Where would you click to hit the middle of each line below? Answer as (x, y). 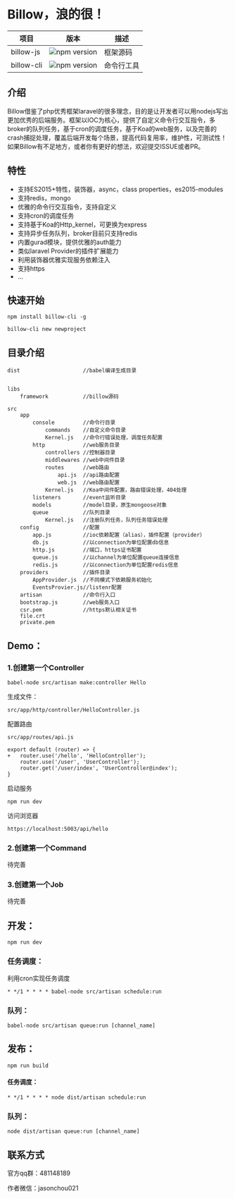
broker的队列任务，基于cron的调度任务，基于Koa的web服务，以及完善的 (112, 128)
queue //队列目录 (71, 513)
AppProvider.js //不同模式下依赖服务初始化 (93, 580)
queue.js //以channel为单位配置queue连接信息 (106, 558)
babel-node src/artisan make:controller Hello (77, 682)
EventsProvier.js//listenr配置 (77, 588)
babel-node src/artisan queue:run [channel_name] (82, 1025)
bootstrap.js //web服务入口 (70, 603)
